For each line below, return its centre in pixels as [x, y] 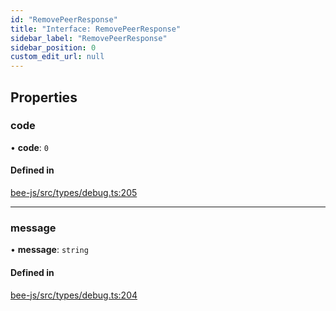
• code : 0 [29, 147]
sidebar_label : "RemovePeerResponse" [89, 38]
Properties [44, 97]
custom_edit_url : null [57, 57]
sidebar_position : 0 [53, 47]
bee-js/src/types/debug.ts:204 [74, 295]
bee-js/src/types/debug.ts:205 [74, 193]
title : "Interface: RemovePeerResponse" [96, 29]
